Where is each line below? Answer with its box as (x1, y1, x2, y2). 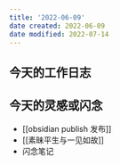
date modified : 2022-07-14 (9, 29, 109, 38)
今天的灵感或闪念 (9, 98, 103, 113)
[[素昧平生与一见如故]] (21, 135, 105, 145)
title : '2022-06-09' (9, 12, 86, 22)
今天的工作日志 (9, 64, 92, 80)
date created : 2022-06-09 (9, 21, 105, 30)
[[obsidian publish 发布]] (21, 123, 112, 134)
